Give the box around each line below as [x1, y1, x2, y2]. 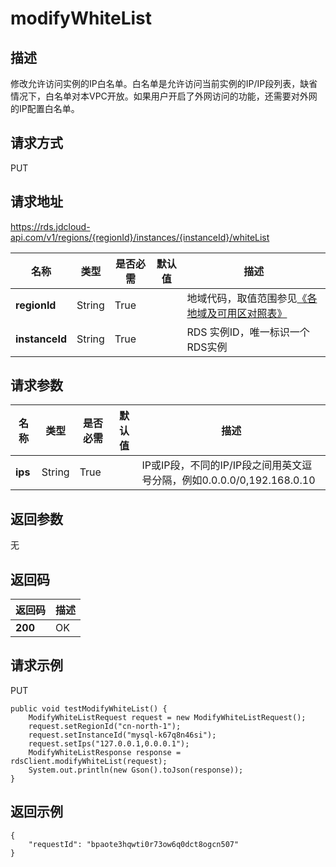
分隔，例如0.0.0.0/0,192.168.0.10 [151, 473, 316, 487]
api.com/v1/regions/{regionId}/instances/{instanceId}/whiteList [10, 231, 270, 243]
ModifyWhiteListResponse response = [28, 747, 182, 757]
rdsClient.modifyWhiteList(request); [10, 756, 168, 766]
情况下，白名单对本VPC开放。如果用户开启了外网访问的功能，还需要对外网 [10, 90, 318, 102]
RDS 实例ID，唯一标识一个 [186, 325, 310, 339]
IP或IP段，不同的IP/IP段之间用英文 [141, 458, 303, 472]
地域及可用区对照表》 [186, 306, 288, 320]
